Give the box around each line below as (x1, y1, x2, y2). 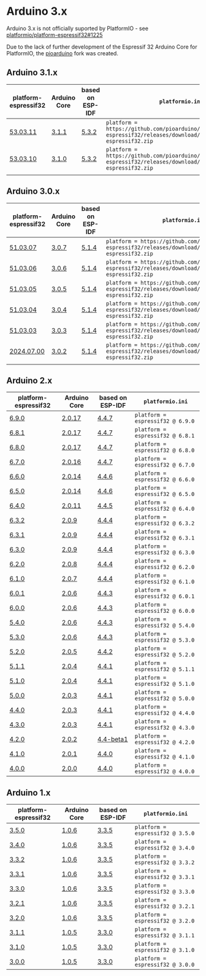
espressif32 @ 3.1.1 (134, 932, 195, 939)
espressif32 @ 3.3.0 (134, 888, 195, 895)
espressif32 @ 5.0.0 (134, 695, 195, 702)
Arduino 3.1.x (6, 68, 58, 78)
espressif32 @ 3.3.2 (134, 859, 195, 866)
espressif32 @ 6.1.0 (134, 578, 195, 585)
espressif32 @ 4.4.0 (134, 710, 195, 717)
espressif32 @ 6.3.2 (134, 520, 195, 527)
